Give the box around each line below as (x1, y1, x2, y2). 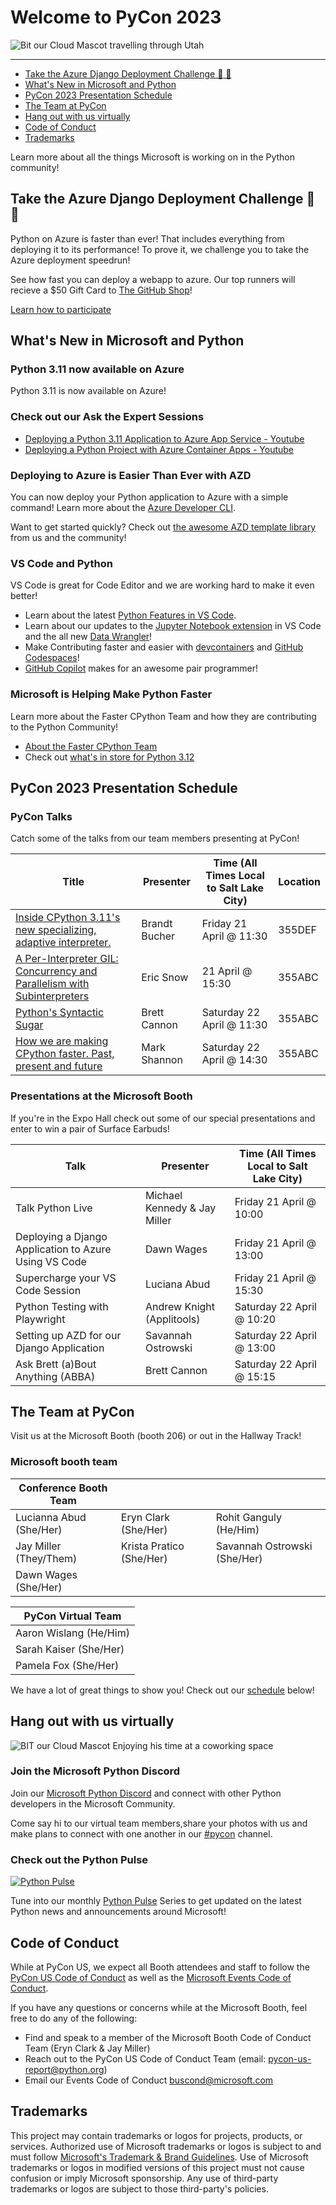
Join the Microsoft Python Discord (10, 1764, 181, 1778)
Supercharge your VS (15, 1271, 117, 1285)
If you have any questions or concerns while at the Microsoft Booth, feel (10, 2001, 308, 2013)
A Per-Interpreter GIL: (15, 952, 119, 966)
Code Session (15, 1283, 82, 1297)
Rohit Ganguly (215, 1510, 282, 1524)
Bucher (141, 929, 176, 943)
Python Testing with (15, 1299, 109, 1313)
